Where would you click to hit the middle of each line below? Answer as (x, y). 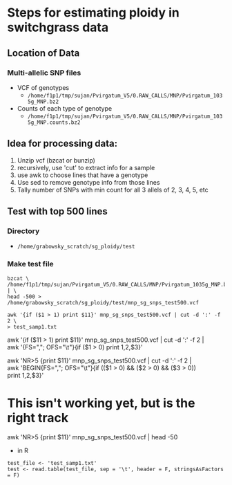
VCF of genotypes (43, 87)
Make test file (30, 264)
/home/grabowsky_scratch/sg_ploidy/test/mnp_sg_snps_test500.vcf (103, 302)
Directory (23, 231)
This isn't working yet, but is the (101, 403)
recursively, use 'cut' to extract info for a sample (86, 167)
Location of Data (43, 53)
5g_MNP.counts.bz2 (54, 122)
